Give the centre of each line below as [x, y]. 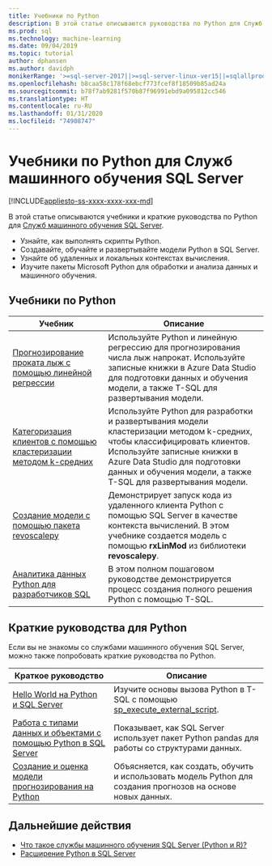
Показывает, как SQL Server [169, 728]
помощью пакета [47, 525]
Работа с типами [45, 723]
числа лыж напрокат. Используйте [176, 357]
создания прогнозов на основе [175, 787]
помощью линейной [52, 372]
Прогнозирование [48, 352]
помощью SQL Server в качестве [173, 515]
